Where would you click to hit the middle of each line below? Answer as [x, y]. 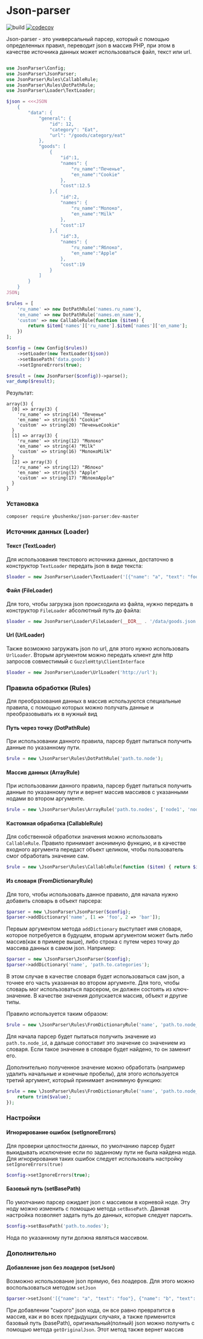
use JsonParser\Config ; [36, 68]
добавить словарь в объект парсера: [54, 900]
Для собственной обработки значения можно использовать [85, 837]
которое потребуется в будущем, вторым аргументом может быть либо [100, 935]
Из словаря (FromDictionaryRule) [50, 880]
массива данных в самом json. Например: [61, 948]
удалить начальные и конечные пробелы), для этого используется [92, 1074]
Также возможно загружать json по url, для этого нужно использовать [98, 648]
